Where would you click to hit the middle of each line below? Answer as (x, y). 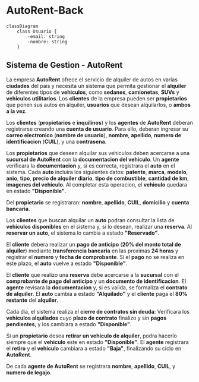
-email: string (46, 36)
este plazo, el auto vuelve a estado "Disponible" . (67, 263)
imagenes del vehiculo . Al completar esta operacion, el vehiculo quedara (97, 184)
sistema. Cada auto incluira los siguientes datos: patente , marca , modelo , (97, 172)
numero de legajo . (29, 372)
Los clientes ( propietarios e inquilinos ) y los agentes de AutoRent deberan (99, 122)
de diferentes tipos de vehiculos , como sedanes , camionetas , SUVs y (93, 92)
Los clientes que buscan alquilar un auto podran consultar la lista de (90, 220)
